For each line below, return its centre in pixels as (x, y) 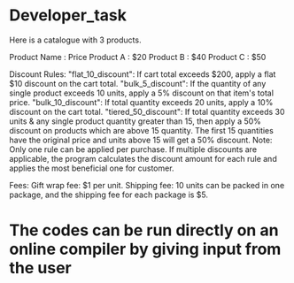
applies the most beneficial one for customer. (92, 168)
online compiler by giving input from (145, 249)
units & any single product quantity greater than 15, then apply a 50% (135, 121)
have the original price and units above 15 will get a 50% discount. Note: (141, 140)
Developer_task (68, 15)
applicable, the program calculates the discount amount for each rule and (143, 158)
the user (41, 268)
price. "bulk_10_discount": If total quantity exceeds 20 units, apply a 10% (141, 102)
